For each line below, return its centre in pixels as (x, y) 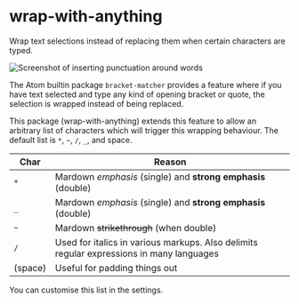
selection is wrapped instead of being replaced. (97, 103)
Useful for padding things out (116, 268)
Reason (170, 162)
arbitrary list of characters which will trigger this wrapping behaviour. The (144, 130)
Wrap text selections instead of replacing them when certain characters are (148, 41)
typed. (21, 50)
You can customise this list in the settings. (86, 290)
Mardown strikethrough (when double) (136, 228)
